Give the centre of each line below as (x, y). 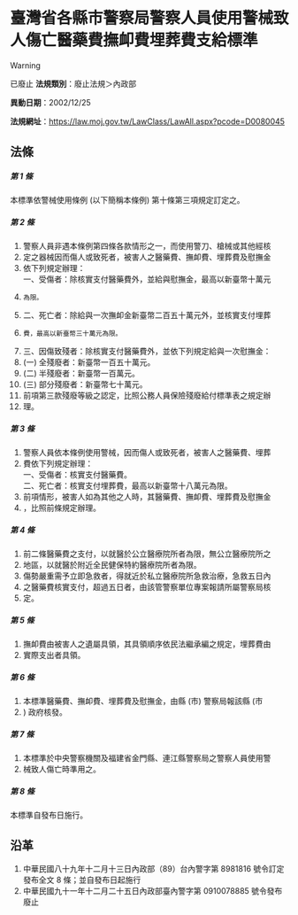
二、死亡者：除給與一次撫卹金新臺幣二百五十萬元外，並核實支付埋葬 (147, 315)
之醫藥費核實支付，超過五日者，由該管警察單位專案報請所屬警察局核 (147, 587)
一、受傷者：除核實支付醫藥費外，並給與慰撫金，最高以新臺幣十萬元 (147, 279)
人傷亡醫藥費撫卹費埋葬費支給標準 (134, 40)
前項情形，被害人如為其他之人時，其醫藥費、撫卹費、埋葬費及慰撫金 (147, 497)
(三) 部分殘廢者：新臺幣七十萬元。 (85, 384)
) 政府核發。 (45, 712)
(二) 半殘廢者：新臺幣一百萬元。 (81, 374)
